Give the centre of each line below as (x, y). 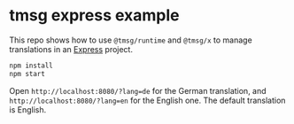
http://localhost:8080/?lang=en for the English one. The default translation (147, 100)
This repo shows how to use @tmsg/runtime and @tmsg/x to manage (131, 40)
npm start (27, 74)
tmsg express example (94, 15)
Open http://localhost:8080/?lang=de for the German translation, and (138, 90)
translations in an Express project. (71, 49)
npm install (31, 66)
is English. (28, 109)
